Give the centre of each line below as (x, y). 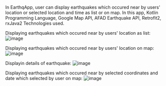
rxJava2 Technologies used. (35, 23)
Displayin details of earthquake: (38, 63)
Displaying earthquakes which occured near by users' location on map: (80, 48)
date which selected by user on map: (44, 78)
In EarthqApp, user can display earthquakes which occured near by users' (83, 7)
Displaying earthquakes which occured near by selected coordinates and (82, 73)
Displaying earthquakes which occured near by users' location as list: (78, 33)
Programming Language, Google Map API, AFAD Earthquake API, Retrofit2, (83, 18)
